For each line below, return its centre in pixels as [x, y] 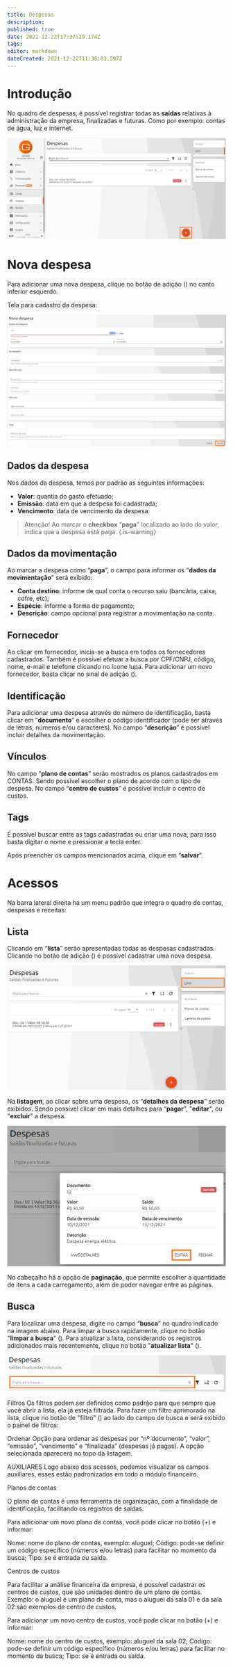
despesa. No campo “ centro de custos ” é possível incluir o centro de [106, 788]
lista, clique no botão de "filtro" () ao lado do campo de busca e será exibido [116, 1418]
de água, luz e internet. [40, 128]
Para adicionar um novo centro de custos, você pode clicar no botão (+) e [113, 1620]
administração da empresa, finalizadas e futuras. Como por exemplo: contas [116, 120]
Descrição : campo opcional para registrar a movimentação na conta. [116, 613]
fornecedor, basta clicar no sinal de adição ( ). [72, 674]
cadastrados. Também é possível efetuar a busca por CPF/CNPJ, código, [112, 659]
